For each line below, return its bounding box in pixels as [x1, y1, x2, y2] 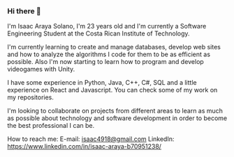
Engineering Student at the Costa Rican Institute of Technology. [7, 29, 190, 38]
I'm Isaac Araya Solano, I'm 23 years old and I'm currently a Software [7, 22, 207, 31]
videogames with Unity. [7, 65, 75, 74]
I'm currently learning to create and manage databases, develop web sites [7, 43, 221, 51]
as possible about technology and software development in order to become [7, 114, 228, 122]
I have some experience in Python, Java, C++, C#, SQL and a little [7, 78, 197, 87]
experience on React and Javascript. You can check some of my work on [7, 86, 218, 94]
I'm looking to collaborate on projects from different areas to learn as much [7, 107, 224, 115]
